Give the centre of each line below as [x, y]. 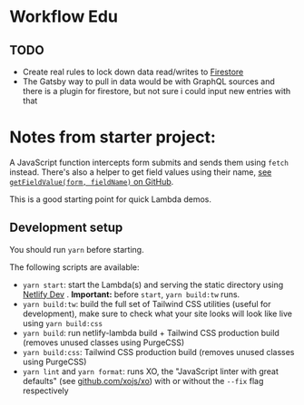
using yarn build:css [62, 323]
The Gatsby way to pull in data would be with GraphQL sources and [148, 82]
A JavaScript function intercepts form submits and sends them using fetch [149, 162]
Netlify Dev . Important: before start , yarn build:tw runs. [131, 294]
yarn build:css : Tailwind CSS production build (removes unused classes [158, 352]
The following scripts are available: [74, 267]
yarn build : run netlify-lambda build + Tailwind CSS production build [151, 333]
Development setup [66, 228]
